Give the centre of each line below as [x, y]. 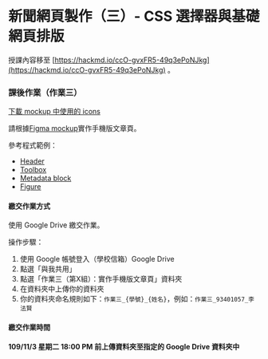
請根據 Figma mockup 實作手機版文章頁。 [75, 128]
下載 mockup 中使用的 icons [55, 112]
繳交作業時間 [29, 327]
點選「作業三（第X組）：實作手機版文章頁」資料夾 [101, 279]
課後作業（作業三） [45, 93]
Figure [30, 187]
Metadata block [45, 178]
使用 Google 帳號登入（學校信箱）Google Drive [97, 259]
